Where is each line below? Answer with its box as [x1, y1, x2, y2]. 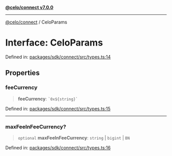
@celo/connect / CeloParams [5, 19, 68, 25]
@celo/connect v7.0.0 [5, 5, 54, 10]
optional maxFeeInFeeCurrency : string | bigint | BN [17, 135, 130, 141]
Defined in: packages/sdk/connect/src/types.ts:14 [5, 54, 111, 60]
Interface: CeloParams [5, 37, 103, 49]
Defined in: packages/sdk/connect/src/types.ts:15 [5, 105, 111, 112]
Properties [5, 69, 40, 77]
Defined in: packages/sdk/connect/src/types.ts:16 [5, 144, 111, 150]
